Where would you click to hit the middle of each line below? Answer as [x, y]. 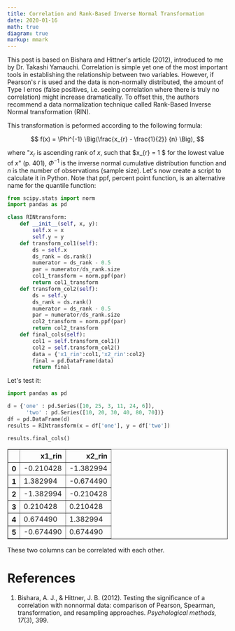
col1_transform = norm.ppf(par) [80, 276]
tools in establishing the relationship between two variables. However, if [111, 75]
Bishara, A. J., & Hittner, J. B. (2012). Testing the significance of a [111, 597]
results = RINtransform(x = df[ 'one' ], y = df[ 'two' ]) [89, 426]
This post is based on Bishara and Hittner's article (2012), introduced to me [115, 60]
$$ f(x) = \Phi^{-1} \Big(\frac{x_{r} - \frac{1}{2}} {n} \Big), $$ [117, 139]
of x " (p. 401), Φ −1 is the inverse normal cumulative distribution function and [117, 162]
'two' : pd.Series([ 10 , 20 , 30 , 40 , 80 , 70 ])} [95, 413]
